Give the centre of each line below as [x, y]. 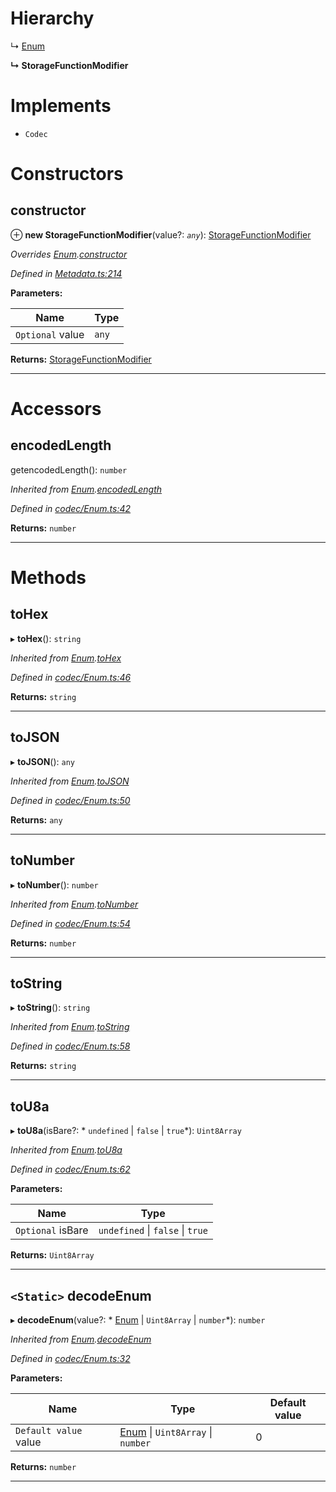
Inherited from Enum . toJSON [70, 781]
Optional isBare [52, 1230]
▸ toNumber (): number [54, 884]
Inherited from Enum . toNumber [74, 904]
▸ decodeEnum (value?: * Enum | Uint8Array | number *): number [138, 1319]
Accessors [56, 409]
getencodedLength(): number [69, 469]
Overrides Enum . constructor [69, 254]
